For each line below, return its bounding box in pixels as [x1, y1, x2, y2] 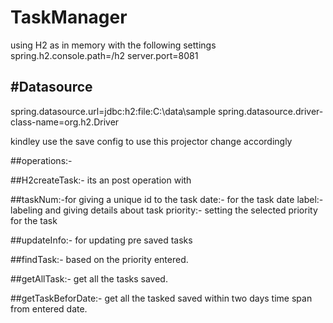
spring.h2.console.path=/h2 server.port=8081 [10, 49, 199, 61]
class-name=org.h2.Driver [10, 116, 120, 128]
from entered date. [10, 302, 88, 315]
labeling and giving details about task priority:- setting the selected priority [10, 204, 318, 216]
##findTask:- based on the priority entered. [10, 253, 189, 265]
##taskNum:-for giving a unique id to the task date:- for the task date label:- [10, 193, 324, 205]
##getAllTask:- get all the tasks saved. [10, 272, 168, 285]
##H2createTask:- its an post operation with [10, 174, 192, 186]
